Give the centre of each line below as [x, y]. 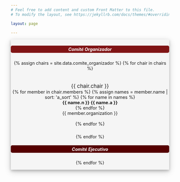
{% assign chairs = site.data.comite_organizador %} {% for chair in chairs [90, 63]
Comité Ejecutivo [90, 149]
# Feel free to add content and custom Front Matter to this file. [83, 10]
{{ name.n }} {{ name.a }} [90, 102]
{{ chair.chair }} [90, 86]
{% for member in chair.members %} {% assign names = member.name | [90, 92]
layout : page [24, 24]
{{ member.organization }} [90, 113]
